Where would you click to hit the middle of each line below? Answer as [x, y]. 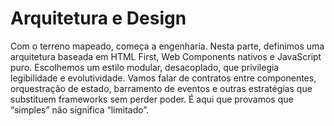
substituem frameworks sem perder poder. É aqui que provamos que [152, 99]
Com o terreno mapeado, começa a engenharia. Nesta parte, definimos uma [167, 46]
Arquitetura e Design [98, 18]
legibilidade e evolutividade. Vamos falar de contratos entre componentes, [163, 78]
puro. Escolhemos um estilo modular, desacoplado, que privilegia [145, 67]
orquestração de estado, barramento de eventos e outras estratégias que [161, 88]
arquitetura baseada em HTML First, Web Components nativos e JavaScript [166, 56]
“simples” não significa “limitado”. [80, 109]
